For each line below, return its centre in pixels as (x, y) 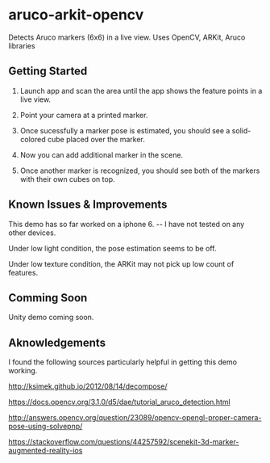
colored (33, 139)
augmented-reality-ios (46, 451)
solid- (241, 130)
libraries (22, 45)
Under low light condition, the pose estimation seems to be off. (112, 248)
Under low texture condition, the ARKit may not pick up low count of (121, 263)
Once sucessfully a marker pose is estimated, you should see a (125, 130)
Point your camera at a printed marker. (84, 115)
